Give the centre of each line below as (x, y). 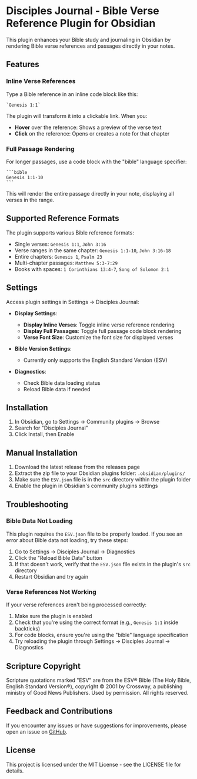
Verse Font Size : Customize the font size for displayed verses (98, 337)
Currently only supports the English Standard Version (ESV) (95, 360)
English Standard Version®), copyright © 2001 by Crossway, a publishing (94, 686)
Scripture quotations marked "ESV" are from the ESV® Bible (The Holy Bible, (98, 680)
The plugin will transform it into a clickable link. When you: (77, 115)
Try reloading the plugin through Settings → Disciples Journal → (92, 641)
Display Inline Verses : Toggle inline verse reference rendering (99, 325)
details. (15, 771)
